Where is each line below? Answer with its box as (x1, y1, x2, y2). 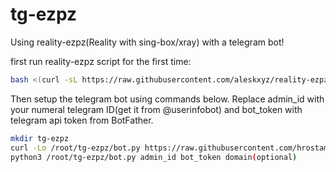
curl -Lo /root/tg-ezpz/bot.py (10, 143, 141, 153)
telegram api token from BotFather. (10, 114, 154, 126)
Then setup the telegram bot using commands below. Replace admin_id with (10, 93, 325, 105)
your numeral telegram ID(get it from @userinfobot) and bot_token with (10, 103, 303, 115)
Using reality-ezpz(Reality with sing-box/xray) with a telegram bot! (10, 36, 285, 48)
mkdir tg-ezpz (10, 133, 70, 143)
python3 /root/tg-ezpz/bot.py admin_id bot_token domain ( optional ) (10, 152, 298, 162)
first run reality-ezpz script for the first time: (10, 55, 192, 67)
